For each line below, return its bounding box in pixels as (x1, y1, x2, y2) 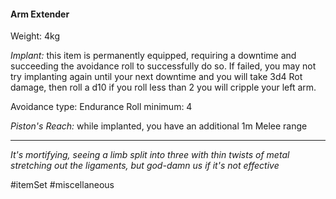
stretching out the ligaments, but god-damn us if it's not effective (10, 160, 280, 172)
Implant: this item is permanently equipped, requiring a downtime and (10, 50, 297, 62)
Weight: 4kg (10, 30, 61, 42)
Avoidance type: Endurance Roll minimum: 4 (10, 101, 193, 113)
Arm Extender (10, 8, 70, 20)
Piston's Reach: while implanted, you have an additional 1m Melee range (10, 120, 308, 132)
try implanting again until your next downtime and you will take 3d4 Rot (10, 71, 303, 83)
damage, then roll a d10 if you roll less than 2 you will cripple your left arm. (10, 81, 317, 94)
